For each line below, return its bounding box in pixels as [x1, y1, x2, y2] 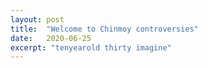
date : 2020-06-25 [10, 33, 92, 43]
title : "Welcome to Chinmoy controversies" [10, 24, 199, 34]
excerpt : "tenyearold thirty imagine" [10, 42, 172, 53]
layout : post [10, 14, 65, 25]
